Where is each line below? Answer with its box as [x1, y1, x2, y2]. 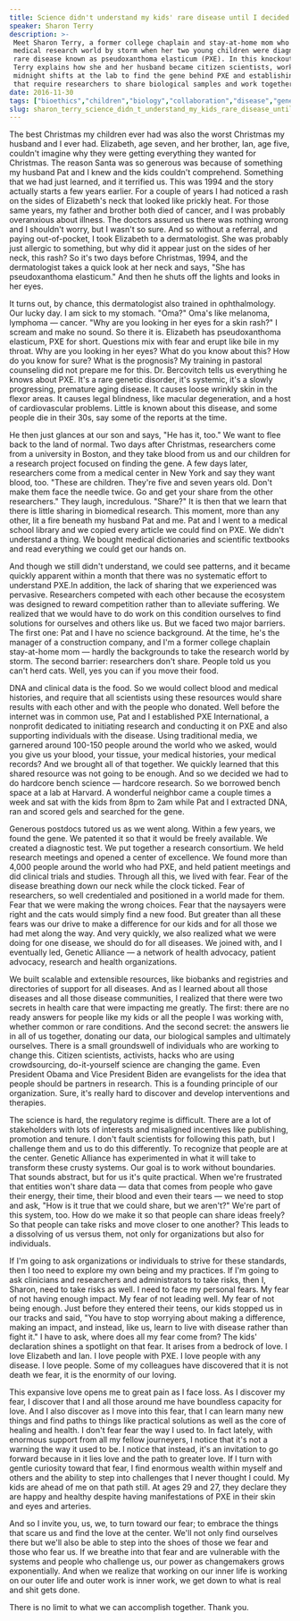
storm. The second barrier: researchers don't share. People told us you [9, 656, 271, 667]
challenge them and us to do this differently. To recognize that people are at [9, 1144, 288, 1154]
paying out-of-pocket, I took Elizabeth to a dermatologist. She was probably [9, 233, 288, 244]
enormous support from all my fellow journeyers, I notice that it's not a [9, 1434, 268, 1445]
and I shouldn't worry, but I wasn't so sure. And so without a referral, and [9, 224, 279, 235]
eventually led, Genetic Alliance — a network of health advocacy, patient [9, 947, 277, 958]
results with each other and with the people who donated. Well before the [9, 702, 279, 713]
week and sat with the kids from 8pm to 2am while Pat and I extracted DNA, [9, 797, 287, 807]
